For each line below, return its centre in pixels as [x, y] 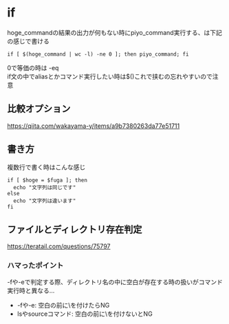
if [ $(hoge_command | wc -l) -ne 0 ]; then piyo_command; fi [98, 54]
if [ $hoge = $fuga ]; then [47, 180]
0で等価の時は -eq [33, 67]
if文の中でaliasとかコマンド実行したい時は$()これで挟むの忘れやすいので [110, 76]
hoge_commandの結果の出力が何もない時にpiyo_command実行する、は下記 [115, 32]
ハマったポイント [35, 266]
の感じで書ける [28, 41]
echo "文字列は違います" [45, 201]
